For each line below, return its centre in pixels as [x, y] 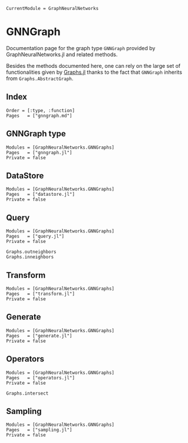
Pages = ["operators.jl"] [41, 378]
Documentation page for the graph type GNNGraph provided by [81, 48]
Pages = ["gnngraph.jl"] [39, 152]
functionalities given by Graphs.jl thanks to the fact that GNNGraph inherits [94, 72]
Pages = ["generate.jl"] [39, 336]
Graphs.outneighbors [32, 252]
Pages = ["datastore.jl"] [41, 195]
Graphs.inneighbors [30, 257]
